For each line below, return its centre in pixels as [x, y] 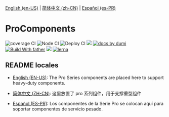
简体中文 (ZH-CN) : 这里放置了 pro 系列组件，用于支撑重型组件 [77, 93]
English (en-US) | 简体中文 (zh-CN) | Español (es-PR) [60, 8]
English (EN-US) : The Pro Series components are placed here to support [88, 77]
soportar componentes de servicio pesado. [57, 109]
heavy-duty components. [39, 83]
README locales [32, 65]
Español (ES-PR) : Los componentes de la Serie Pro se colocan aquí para [88, 103]
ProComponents [40, 29]
